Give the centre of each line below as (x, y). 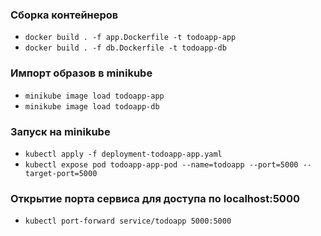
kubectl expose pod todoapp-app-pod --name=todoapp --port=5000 (161, 164)
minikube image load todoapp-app (94, 96)
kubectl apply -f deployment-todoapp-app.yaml (123, 154)
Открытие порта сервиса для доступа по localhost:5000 (155, 198)
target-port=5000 (61, 173)
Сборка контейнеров (64, 15)
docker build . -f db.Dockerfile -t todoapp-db (125, 48)
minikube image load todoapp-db (92, 106)
